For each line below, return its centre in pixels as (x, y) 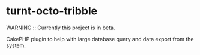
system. (16, 45)
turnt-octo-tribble (52, 11)
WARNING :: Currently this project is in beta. (61, 27)
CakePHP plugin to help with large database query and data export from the (100, 39)
